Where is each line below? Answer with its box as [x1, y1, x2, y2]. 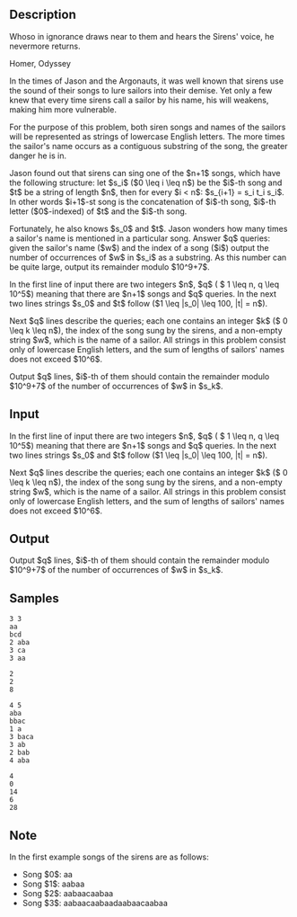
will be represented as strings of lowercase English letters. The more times [9, 130, 285, 142]
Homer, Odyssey [9, 58, 72, 68]
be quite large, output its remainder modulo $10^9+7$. [9, 261, 211, 272]
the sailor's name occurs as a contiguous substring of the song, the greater [9, 140, 288, 151]
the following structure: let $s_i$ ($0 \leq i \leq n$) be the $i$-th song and [9, 177, 283, 188]
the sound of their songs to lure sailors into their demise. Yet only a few [9, 85, 273, 95]
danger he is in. [9, 150, 67, 161]
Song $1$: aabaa [22, 878, 85, 889]
